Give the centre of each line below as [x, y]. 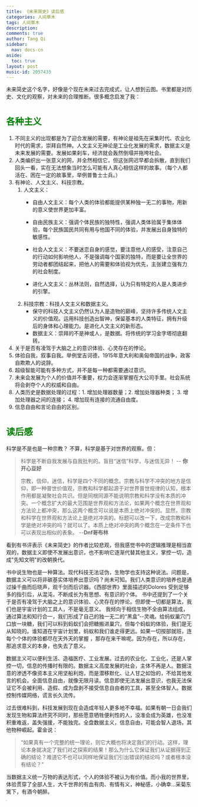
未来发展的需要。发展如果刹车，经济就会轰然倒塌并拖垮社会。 [90, 153]
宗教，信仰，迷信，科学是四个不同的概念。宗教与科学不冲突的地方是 [103, 481]
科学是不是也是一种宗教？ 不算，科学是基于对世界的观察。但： [82, 449]
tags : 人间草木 [23, 22]
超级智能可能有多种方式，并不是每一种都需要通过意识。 [82, 370]
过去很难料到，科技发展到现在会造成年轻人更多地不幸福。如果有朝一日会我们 [99, 708]
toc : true [23, 61]
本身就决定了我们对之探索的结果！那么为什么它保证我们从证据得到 [106, 750]
